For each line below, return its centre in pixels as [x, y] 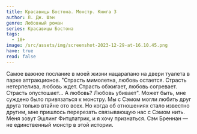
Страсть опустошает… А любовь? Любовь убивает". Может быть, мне [96, 93]
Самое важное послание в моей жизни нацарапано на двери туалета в [98, 73]
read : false [21, 56]
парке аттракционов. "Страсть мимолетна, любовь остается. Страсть [97, 80]
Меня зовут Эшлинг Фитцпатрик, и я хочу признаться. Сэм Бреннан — [97, 118]
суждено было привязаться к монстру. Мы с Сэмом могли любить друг [99, 99]
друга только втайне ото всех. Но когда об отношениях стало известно [98, 105]
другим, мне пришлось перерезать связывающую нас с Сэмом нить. [95, 112]
